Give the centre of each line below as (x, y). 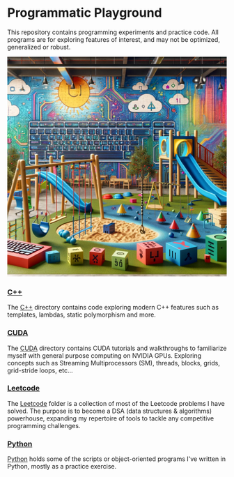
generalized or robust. (39, 47)
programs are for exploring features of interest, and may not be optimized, (114, 39)
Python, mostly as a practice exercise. (62, 467)
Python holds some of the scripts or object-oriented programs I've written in (117, 459)
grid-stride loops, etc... (40, 370)
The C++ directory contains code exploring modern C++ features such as (113, 308)
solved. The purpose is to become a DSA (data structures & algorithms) (110, 411)
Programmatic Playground (85, 13)
